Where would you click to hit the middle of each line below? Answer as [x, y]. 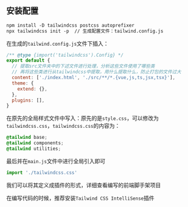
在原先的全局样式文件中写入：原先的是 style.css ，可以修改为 [83, 118]
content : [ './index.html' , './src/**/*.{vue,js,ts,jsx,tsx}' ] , [93, 78]
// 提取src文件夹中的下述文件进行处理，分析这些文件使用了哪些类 [83, 66]
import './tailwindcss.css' [42, 172]
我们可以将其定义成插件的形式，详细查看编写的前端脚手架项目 [84, 185]
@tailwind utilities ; [34, 149]
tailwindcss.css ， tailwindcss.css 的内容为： [63, 126]
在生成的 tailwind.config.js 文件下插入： [57, 43]
